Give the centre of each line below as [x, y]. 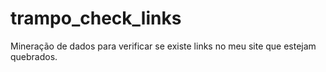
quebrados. [34, 56]
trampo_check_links [96, 18]
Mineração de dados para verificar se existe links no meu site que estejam [163, 46]
